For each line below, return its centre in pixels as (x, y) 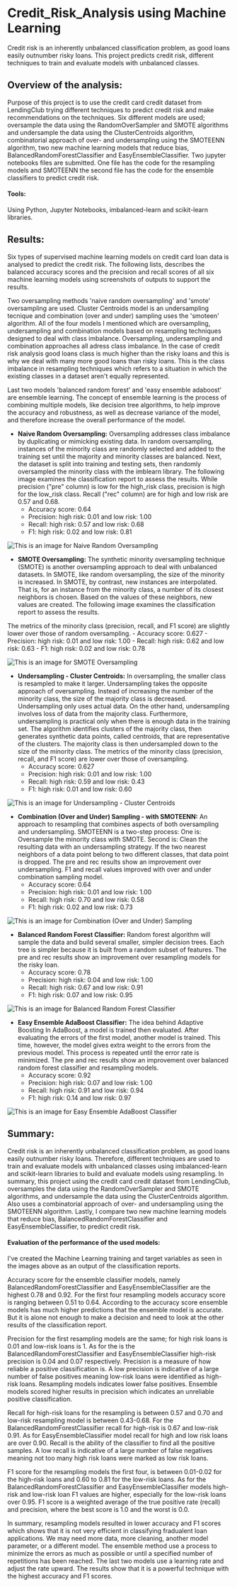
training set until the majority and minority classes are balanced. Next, (120, 456)
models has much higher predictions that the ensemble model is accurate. (115, 1309)
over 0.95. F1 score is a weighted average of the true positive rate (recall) (114, 1502)
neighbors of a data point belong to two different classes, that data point (123, 854)
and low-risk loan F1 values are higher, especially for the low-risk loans (123, 1494)
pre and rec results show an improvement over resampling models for (119, 957)
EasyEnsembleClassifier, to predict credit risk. (74, 1226)
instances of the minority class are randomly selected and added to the (121, 449)
